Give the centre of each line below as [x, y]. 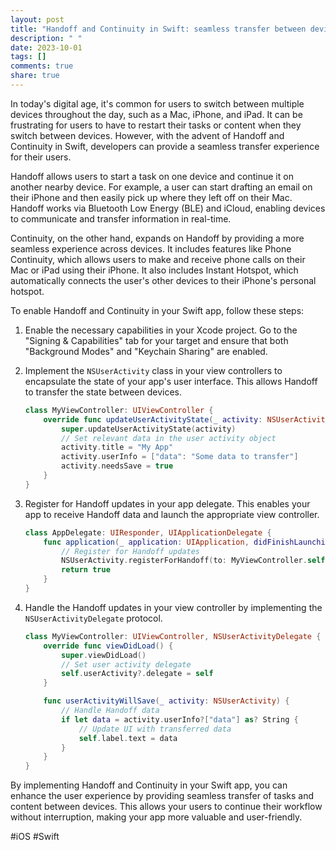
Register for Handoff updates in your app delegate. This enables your [167, 503]
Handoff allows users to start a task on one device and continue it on [152, 176]
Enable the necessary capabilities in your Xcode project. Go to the [161, 330]
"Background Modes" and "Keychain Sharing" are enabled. [146, 351]
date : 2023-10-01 [46, 47]
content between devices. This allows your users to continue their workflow [166, 807]
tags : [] [28, 57]
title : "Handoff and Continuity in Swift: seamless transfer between [158, 29]
